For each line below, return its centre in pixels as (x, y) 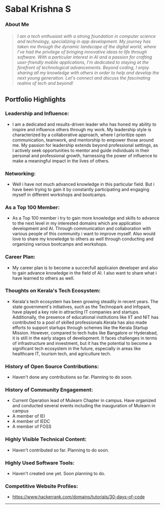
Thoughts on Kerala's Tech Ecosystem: (53, 291)
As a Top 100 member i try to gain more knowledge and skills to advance (86, 218)
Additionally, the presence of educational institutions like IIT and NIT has (85, 317)
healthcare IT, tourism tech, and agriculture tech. (62, 353)
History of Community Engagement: (49, 390)
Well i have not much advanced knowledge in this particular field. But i (83, 184)
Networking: (20, 173)
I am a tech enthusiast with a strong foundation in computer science (86, 36)
